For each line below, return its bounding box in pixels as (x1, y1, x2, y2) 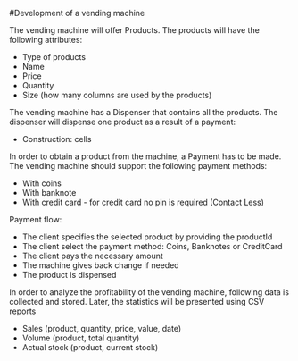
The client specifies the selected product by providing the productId (21, 231, 273, 242)
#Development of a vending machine (9, 8, 145, 18)
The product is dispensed (21, 270, 117, 280)
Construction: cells (21, 134, 92, 144)
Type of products (21, 52, 87, 62)
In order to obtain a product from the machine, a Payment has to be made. (9, 151, 282, 162)
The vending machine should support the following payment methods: (9, 161, 268, 171)
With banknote (21, 188, 77, 197)
